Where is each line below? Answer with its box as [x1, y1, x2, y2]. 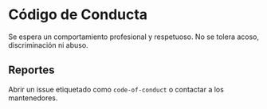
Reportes [8, 64, 55, 77]
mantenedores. [8, 93, 58, 103]
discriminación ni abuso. [8, 40, 89, 49]
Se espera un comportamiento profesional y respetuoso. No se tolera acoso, [8, 32, 260, 41]
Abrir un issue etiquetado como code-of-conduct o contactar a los [8, 84, 225, 94]
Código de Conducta [8, 6, 148, 24]
